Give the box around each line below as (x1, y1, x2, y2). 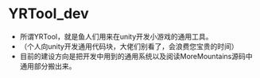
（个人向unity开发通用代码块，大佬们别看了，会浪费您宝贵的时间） (19, 41, 239, 51)
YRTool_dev (8, 5, 89, 23)
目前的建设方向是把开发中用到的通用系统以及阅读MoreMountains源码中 (19, 51, 253, 61)
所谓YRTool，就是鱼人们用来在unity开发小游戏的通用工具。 (19, 32, 213, 41)
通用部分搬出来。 (19, 61, 76, 71)
